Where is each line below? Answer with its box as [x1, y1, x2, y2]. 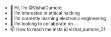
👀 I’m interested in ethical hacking [10, 10, 80, 16]
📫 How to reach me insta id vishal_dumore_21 [10, 26, 105, 32]
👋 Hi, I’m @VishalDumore [10, 5, 62, 10]
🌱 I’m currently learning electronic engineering [10, 15, 106, 21]
